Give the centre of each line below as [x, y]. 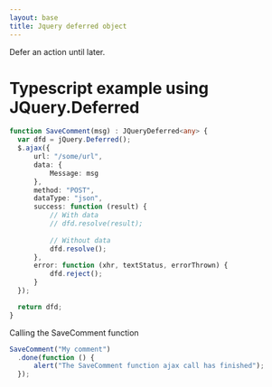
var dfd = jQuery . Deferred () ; [74, 140]
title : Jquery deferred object [68, 26]
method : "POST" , [64, 190]
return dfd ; [40, 307]
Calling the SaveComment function [74, 332]
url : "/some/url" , [68, 157]
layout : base [34, 18]
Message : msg [74, 173]
